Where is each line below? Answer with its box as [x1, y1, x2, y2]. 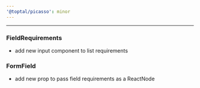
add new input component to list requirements [14, 47, 128, 54]
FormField [6, 61, 36, 70]
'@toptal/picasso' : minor [6, 8, 70, 15]
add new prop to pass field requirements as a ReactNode [14, 75, 155, 83]
